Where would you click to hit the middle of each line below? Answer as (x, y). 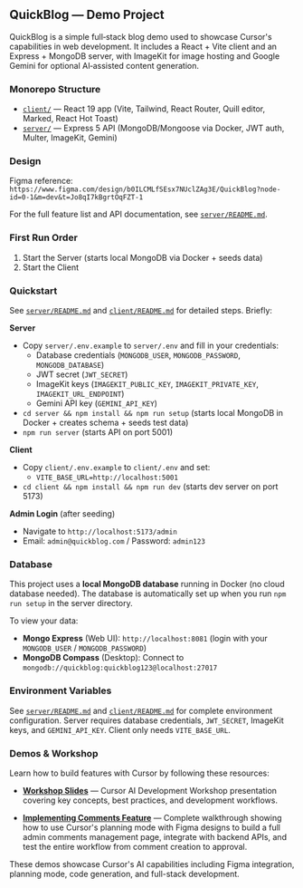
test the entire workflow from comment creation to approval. (135, 846)
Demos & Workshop (54, 753)
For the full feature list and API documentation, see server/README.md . (139, 214)
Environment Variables (61, 690)
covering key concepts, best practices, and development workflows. (150, 800)
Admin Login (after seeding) (62, 514)
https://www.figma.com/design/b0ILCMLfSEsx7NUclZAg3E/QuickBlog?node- (145, 189)
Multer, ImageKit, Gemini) (70, 138)
